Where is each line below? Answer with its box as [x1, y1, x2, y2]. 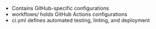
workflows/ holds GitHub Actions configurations [11, 11, 127, 18]
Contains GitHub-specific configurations [11, 5, 109, 11]
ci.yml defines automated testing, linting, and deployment [11, 17, 150, 23]
